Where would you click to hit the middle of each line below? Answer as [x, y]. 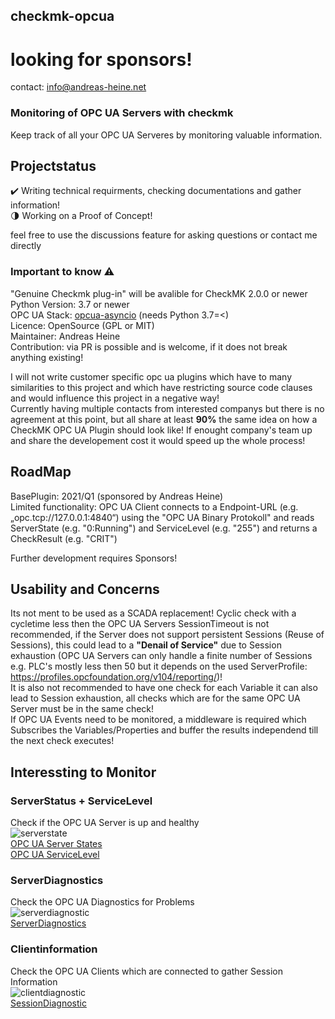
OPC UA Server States [56, 844]
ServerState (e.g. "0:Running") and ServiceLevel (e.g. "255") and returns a [164, 528]
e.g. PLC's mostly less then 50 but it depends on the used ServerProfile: [159, 666]
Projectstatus [53, 166]
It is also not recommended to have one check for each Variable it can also [164, 688]
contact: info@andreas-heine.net [78, 87]
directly [26, 246]
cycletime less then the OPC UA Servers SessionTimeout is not [140, 624]
